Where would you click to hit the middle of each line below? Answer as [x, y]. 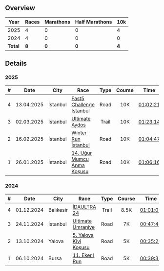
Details [16, 63]
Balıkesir [58, 210]
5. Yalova [83, 235]
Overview [20, 8]
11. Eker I [83, 255]
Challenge [83, 104]
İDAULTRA [84, 207]
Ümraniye [84, 227]
